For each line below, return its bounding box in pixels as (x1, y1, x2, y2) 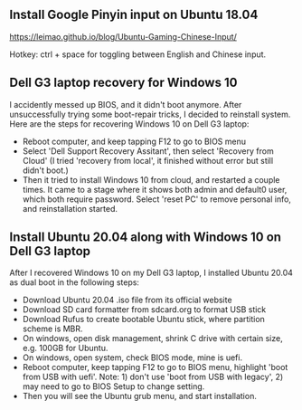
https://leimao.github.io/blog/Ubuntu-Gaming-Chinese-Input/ (9, 31, 237, 42)
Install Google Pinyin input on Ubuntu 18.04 (9, 7, 259, 23)
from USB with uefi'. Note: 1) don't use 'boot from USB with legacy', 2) (22, 371, 284, 383)
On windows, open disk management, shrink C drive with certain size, (22, 333, 283, 344)
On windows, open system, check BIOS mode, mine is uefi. (22, 352, 242, 363)
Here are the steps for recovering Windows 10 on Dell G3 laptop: (9, 118, 250, 129)
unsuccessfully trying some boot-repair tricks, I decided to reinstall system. (9, 109, 291, 119)
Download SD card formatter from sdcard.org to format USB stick (22, 304, 267, 315)
